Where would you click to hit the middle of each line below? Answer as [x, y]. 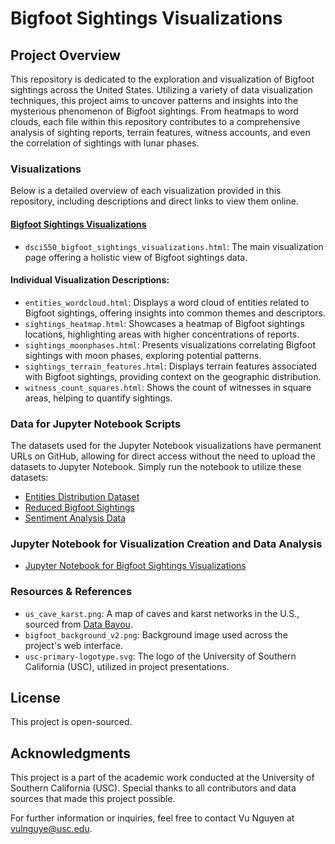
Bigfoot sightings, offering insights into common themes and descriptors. [175, 313]
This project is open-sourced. [71, 722]
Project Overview [65, 55]
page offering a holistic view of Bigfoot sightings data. [136, 257]
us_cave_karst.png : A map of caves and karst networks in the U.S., [162, 613]
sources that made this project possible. [93, 799]
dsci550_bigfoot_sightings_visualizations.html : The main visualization [174, 246]
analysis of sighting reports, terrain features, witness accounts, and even [160, 132]
